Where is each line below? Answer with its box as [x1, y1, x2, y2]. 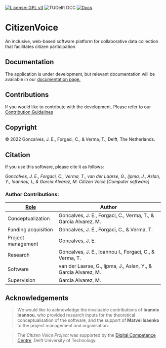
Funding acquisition [7, 226, 53, 233]
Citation [5, 151, 31, 159]
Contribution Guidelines [5, 109, 53, 115]
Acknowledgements [5, 294, 69, 302]
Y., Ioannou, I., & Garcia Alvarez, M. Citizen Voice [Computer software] [5, 178, 150, 185]
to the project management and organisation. [17, 323, 109, 329]
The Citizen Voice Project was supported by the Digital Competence [17, 332, 156, 338]
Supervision [7, 277, 36, 284]
